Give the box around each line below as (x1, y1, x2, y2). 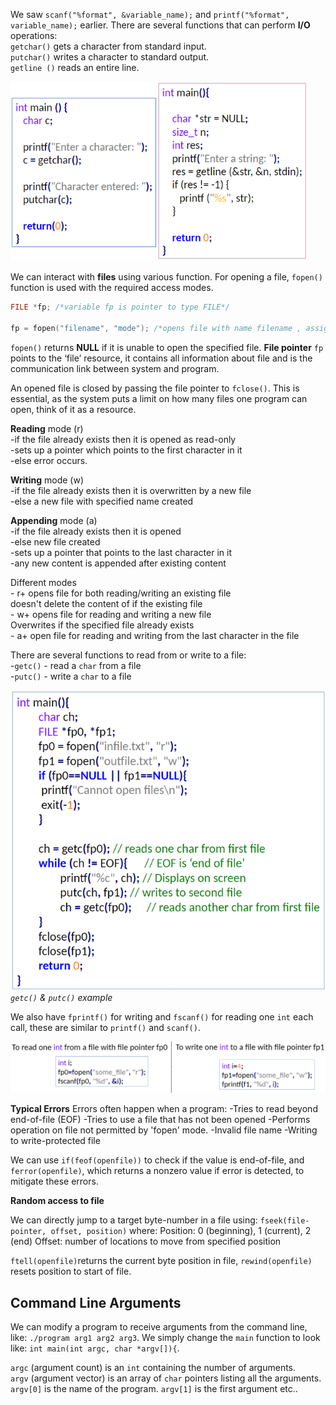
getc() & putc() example (10, 991, 113, 1003)
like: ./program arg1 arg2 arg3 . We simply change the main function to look (10, 1331, 321, 1343)
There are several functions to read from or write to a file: (10, 649, 247, 661)
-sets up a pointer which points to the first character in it (10, 444, 243, 456)
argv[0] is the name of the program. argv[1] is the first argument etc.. (10, 1382, 298, 1394)
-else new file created (10, 535, 101, 548)
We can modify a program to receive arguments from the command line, (10, 1320, 308, 1333)
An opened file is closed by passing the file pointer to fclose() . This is (10, 382, 300, 394)
